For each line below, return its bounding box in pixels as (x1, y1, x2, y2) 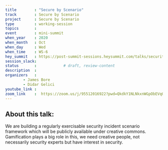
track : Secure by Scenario (5, 12, 79, 17)
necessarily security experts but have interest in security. (5, 139, 123, 145)
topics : (5, 26, 37, 31)
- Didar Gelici (23, 82, 55, 87)
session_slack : (5, 59, 37, 64)
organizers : (5, 73, 37, 78)
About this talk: (5, 110, 54, 118)
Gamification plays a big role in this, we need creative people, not (5, 134, 140, 140)
